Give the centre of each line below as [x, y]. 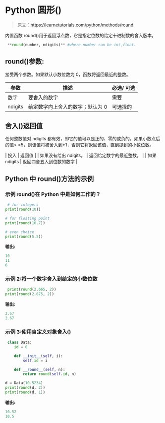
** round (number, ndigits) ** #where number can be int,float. [72, 45]
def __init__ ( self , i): [39, 356]
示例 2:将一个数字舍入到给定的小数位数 [51, 279]
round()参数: [25, 62]
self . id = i [35, 361]
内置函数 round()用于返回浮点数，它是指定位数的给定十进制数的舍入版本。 [81, 35]
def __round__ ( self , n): [40, 369]
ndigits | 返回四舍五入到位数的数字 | [41, 162]
